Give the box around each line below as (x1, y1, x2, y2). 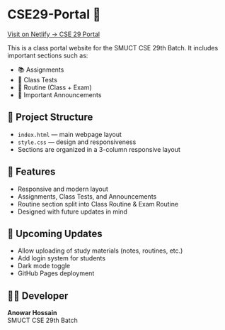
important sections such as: (7, 51, 88, 60)
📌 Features (7, 166, 56, 178)
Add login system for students (17, 254, 106, 263)
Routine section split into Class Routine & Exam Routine (17, 199, 179, 208)
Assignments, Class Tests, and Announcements (17, 192, 157, 201)
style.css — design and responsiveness (17, 138, 137, 146)
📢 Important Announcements (17, 90, 102, 99)
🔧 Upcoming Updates (7, 227, 103, 240)
